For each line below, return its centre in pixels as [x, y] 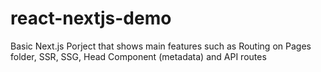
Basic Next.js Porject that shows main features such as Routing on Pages [161, 46]
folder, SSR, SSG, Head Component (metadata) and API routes [138, 56]
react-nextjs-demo [91, 18]
